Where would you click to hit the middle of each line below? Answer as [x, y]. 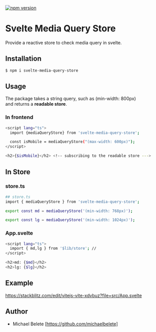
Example [19, 283]
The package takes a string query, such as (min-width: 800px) [71, 99]
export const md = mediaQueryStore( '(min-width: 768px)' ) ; [69, 211]
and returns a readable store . [36, 104]
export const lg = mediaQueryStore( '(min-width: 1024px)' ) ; [70, 220]
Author [17, 312]
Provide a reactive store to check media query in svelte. [64, 42]
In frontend [19, 117]
